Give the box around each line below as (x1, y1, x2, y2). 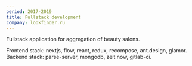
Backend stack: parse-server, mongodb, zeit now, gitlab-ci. (6, 54, 152, 61)
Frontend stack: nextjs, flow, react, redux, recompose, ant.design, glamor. (6, 47, 187, 54)
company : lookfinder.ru (6, 19, 66, 25)
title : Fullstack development (6, 14, 82, 20)
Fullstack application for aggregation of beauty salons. (6, 36, 140, 43)
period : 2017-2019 (6, 8, 52, 15)
